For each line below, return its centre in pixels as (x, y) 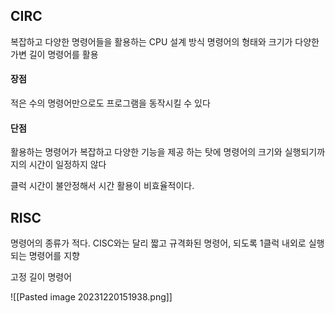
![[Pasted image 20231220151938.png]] (91, 297)
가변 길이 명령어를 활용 (54, 54)
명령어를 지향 (54, 256)
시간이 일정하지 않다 (67, 165)
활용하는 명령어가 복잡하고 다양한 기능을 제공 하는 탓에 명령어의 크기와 (146, 152)
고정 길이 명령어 (41, 277)
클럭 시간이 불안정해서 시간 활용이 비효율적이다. (102, 186)
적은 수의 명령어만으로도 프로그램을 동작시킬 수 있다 (110, 103)
